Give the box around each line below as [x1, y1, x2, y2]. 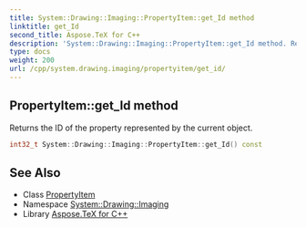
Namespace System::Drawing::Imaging [22, 199, 169, 210]
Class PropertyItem [22, 189, 96, 201]
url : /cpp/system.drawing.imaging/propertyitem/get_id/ [9, 65, 226, 74]
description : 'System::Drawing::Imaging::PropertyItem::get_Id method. [9, 38, 287, 48]
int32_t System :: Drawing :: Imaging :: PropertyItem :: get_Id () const [9, 140, 262, 149]
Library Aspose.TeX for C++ [22, 209, 128, 220]
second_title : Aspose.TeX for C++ [9, 30, 141, 39]
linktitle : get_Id [9, 22, 79, 31]
